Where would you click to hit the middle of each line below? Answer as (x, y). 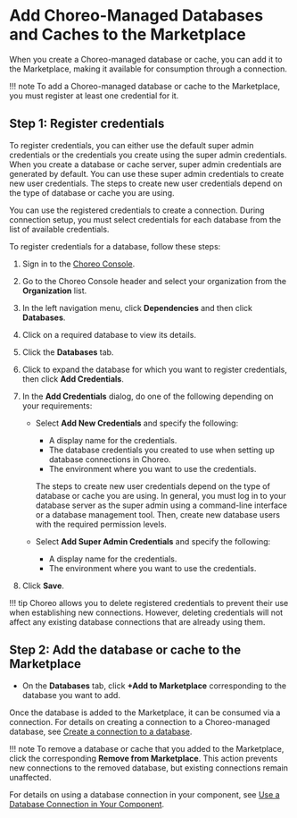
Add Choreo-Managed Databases (136, 16)
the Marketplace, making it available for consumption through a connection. (148, 69)
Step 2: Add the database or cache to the (125, 650)
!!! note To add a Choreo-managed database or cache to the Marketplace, (145, 86)
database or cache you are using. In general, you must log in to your (161, 495)
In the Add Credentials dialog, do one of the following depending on (148, 396)
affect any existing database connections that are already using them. (137, 621)
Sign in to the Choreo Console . (78, 264)
